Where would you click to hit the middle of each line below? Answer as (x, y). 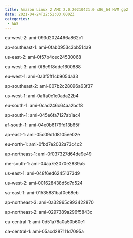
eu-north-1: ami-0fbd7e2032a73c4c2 (44, 144)
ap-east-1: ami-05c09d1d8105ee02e (43, 135)
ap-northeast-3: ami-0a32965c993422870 (49, 202)
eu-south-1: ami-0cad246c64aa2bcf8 (44, 106)
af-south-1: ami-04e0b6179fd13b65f (42, 125)
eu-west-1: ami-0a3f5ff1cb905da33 (42, 77)
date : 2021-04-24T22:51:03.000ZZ (40, 14)
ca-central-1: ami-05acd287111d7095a (44, 231)
